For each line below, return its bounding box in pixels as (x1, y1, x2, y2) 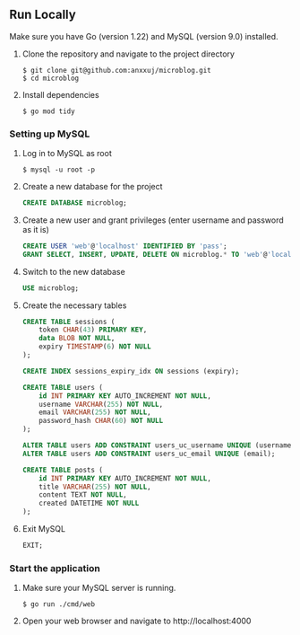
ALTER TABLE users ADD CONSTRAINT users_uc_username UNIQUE (21, 441, 252, 450)
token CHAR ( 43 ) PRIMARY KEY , (39, 325, 148, 335)
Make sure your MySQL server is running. (21, 583, 176, 594)
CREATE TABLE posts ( (21, 465, 103, 474)
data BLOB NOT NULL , (39, 334, 116, 343)
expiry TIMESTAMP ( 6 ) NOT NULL (39, 342, 151, 351)
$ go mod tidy (21, 107, 75, 116)
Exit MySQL (21, 524, 65, 534)
